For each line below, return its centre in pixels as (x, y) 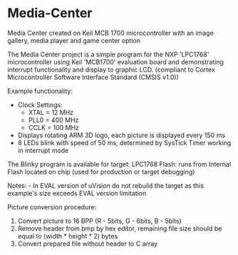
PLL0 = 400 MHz (53, 120)
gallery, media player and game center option (74, 40)
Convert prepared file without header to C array (88, 244)
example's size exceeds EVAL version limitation (77, 193)
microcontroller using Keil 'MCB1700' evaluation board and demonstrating (116, 61)
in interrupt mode (43, 150)
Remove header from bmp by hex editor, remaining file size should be (120, 228)
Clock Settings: (40, 104)
